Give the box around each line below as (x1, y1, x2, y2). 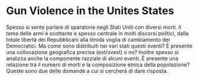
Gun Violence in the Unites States (6, 4, 174, 18)
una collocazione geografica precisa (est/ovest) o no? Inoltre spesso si (6, 48, 179, 55)
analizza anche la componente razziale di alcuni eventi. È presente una (6, 55, 178, 62)
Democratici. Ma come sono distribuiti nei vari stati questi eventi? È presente (6, 42, 193, 49)
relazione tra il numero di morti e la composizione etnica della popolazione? (6, 61, 190, 68)
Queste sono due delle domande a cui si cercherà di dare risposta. (6, 67, 168, 74)
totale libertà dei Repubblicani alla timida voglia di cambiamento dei (6, 36, 170, 43)
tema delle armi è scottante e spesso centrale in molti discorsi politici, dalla (6, 29, 189, 36)
